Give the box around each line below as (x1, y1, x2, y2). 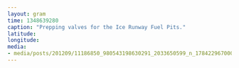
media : (7, 43, 27, 50)
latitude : (7, 30, 37, 38)
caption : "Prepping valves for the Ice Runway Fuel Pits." (7, 23, 186, 30)
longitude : (7, 37, 40, 44)
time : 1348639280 (7, 17, 59, 24)
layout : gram (7, 10, 46, 18)
